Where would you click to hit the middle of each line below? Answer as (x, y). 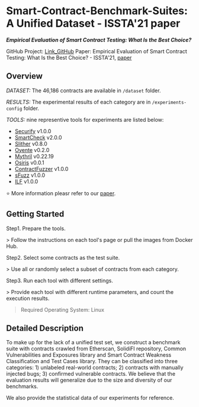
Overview (25, 76)
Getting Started (35, 214)
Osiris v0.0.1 (29, 162)
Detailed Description (45, 328)
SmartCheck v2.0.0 (38, 137)
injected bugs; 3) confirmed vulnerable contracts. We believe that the (91, 374)
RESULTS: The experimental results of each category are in (78, 102)
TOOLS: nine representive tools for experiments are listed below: (85, 119)
